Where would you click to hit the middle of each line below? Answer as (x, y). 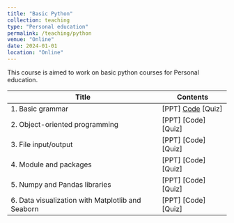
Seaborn (25, 208)
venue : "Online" (31, 40)
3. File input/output (42, 144)
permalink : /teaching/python (49, 33)
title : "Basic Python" (40, 14)
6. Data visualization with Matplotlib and (76, 200)
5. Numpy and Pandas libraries (61, 184)
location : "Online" (36, 53)
